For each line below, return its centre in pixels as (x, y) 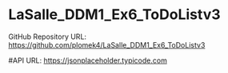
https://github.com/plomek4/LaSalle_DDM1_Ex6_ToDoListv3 (107, 44)
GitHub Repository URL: (47, 36)
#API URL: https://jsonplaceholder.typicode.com (88, 60)
